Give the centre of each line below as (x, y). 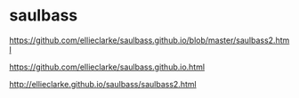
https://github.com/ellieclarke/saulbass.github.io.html (107, 67)
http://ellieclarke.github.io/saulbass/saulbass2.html (103, 84)
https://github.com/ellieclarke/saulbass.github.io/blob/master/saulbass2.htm (149, 40)
